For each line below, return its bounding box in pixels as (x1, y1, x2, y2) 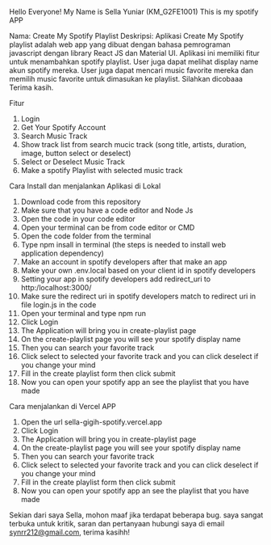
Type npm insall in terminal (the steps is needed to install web (20, 240, 227, 249)
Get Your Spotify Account (20, 123, 106, 132)
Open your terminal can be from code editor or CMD (20, 222, 195, 232)
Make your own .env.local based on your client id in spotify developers (20, 266, 256, 275)
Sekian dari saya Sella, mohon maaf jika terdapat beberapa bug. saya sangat (9, 510, 264, 520)
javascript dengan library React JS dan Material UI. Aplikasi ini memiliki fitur (9, 49, 261, 57)
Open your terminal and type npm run (20, 309, 147, 318)
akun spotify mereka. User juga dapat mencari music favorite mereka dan (9, 65, 253, 75)
